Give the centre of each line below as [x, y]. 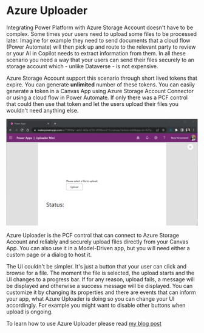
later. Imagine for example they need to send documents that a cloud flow [98, 40]
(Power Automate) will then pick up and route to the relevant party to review [101, 47]
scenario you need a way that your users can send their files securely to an [100, 60]
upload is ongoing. [29, 312]
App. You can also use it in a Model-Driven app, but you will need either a [98, 248]
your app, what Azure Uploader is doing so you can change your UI [90, 298]
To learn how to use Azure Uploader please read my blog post [84, 323]
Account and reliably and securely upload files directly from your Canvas [97, 242]
